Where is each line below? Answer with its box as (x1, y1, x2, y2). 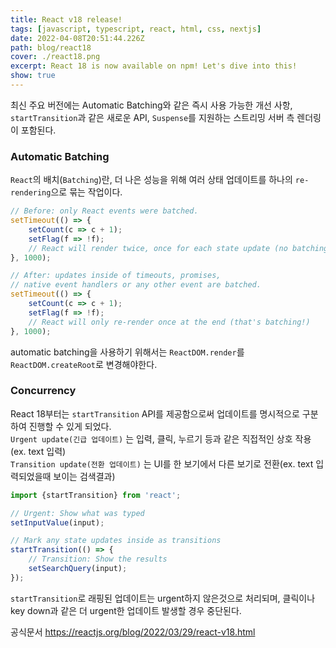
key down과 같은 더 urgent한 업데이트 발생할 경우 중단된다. (10, 604, 242, 616)
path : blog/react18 (10, 42, 92, 53)
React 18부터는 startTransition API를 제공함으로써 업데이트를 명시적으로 (10, 407, 300, 420)
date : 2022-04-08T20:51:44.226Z (10, 33, 145, 43)
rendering (10, 188, 52, 198)
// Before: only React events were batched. (10, 206, 199, 216)
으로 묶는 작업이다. (50, 186, 123, 198)
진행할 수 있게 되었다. (28, 420, 112, 432)
